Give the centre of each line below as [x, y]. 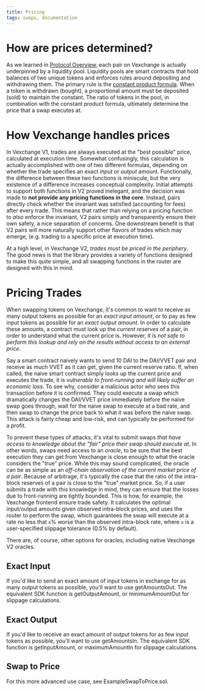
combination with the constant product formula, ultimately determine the [97, 104]
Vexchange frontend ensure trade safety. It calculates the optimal [88, 502]
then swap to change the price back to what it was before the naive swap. [99, 413]
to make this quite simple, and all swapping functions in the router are [94, 261]
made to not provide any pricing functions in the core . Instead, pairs [93, 198]
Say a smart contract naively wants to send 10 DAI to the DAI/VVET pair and [101, 360]
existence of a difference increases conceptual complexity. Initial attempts [100, 185]
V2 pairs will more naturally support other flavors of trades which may [94, 230]
